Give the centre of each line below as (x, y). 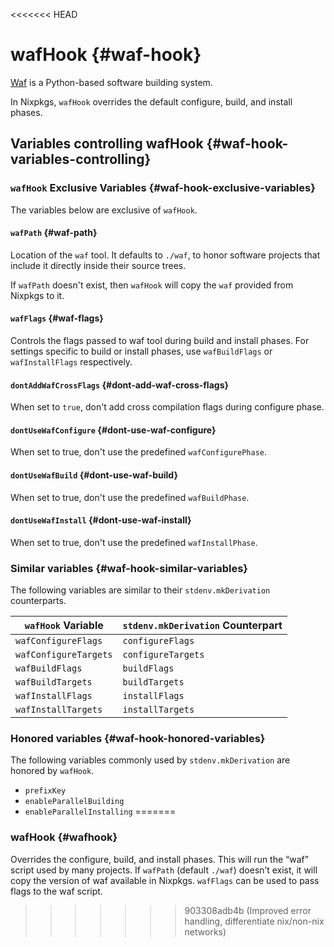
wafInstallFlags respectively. (71, 362)
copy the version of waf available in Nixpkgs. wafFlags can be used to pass (165, 880)
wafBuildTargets (54, 682)
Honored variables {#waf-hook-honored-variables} (138, 739)
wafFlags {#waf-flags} (57, 318)
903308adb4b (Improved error (248, 910)
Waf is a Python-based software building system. (111, 82)
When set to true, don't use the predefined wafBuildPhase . (130, 497)
